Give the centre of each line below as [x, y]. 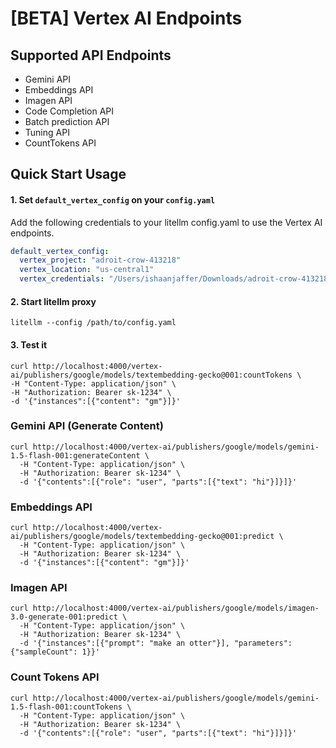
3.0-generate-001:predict [64, 617]
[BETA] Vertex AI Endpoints [126, 18]
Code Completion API [69, 111]
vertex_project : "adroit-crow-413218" [100, 260]
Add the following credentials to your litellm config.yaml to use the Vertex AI [166, 222]
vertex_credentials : [62, 279]
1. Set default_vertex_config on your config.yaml [113, 199]
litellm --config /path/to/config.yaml [93, 323]
